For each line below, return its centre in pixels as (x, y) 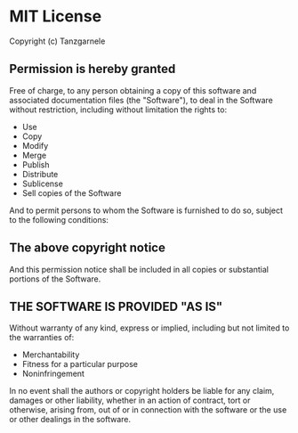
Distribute (40, 174)
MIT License (56, 16)
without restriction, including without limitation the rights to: (118, 110)
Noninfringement (53, 374)
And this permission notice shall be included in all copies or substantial (139, 269)
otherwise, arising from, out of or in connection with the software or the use (148, 410)
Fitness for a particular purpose (80, 364)
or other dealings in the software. (70, 420)
